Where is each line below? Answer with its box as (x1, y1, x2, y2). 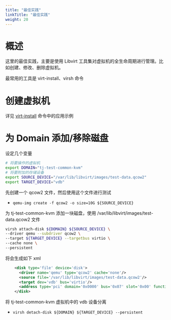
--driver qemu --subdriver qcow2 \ (5, 231, 81, 237)
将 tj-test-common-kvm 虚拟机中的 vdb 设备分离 (5, 299, 107, 305)
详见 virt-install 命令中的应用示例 (5, 113, 74, 119)
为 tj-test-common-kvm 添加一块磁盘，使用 (5, 210, 97, 216)
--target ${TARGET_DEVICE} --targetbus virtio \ (5, 236, 110, 241)
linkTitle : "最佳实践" (5, 12, 50, 17)
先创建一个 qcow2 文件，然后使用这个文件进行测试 (5, 189, 111, 195)
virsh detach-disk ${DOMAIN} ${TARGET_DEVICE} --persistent (12, 310, 143, 315)
